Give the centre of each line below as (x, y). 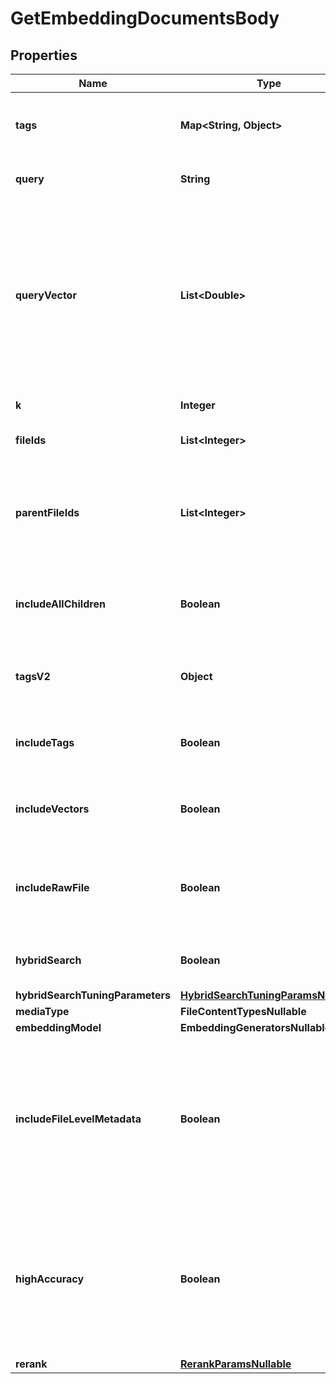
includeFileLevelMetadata (78, 1119)
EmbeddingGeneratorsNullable (255, 1027)
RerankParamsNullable (235, 1364)
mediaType (42, 1011)
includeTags (45, 742)
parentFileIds (47, 512)
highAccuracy (50, 1279)
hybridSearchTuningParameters (93, 995)
